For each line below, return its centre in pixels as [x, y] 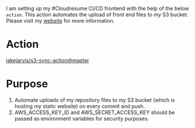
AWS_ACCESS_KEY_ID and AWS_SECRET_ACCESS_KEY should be [95, 112]
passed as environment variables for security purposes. [82, 118]
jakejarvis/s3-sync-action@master [48, 60]
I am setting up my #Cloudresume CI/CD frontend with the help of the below [97, 8]
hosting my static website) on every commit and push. [80, 106]
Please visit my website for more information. [60, 21]
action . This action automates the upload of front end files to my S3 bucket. [97, 15]
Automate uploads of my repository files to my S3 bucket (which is [95, 100]
